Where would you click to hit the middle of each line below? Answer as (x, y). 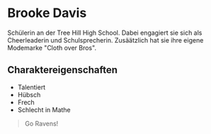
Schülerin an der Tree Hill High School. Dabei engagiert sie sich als (105, 33)
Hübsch (29, 94)
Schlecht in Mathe (44, 110)
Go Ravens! (41, 123)
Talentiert (32, 87)
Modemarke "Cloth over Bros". (52, 48)
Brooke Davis (47, 13)
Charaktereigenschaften (63, 70)
